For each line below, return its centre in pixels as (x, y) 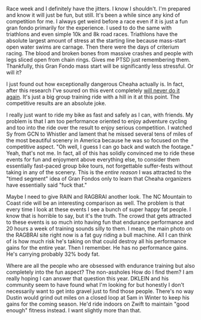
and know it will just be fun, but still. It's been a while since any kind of (93, 15)
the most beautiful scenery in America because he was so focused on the (97, 140)
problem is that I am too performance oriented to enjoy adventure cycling (97, 121)
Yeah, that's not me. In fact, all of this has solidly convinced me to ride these (100, 153)
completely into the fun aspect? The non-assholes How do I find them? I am (100, 272)
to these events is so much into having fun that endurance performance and (100, 222)
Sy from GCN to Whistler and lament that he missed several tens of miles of (100, 134)
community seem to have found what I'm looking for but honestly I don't (95, 285)
